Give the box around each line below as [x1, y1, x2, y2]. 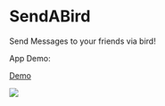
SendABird [9, 6, 91, 27]
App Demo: [9, 53, 51, 63]
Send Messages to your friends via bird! [9, 36, 156, 46]
